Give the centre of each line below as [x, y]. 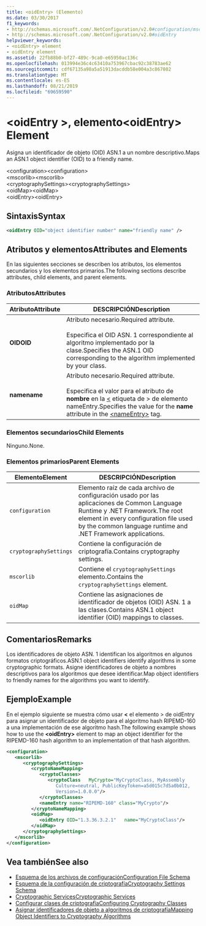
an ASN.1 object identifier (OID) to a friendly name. [70, 159]
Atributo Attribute [35, 309]
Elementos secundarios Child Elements [65, 432]
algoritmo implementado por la [111, 343]
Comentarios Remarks [49, 639]
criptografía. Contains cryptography [129, 551]
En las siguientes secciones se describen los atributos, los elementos [94, 264]
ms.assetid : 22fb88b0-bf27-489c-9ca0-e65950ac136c [72, 58]
